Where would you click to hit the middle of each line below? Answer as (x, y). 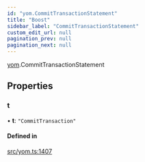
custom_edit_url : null (39, 32)
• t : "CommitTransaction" (42, 120)
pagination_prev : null (39, 39)
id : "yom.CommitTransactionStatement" (62, 13)
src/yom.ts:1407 (30, 151)
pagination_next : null (39, 45)
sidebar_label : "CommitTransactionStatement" (73, 26)
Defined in (22, 136)
